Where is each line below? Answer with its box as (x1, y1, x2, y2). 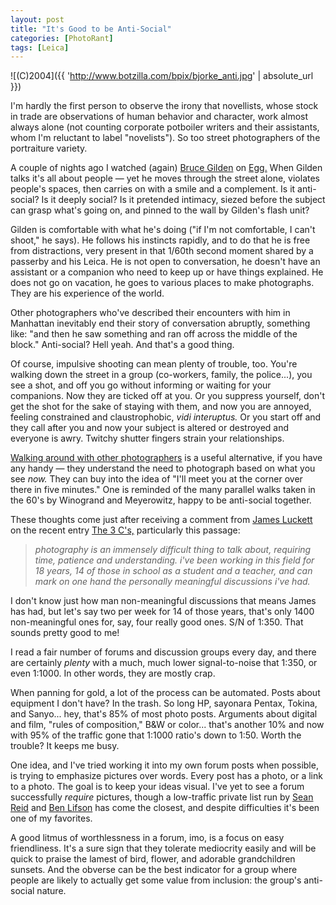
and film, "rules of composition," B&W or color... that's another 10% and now (10, 719, 325, 731)
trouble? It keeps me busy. (10, 740, 120, 752)
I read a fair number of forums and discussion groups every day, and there (10, 646, 317, 658)
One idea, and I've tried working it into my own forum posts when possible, (10, 759, 319, 771)
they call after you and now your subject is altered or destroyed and (10, 422, 290, 434)
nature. (36, 885, 67, 897)
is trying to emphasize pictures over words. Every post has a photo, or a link (10, 770, 323, 782)
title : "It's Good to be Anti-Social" (10, 24, 172, 34)
